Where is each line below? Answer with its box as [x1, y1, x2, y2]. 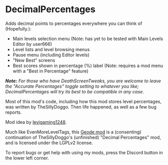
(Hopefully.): [5, 25, 32, 31]
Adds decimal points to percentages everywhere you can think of [5, 20, 143, 26]
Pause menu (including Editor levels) [12, 52, 90, 58]
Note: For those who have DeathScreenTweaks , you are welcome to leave [5, 78, 161, 84]
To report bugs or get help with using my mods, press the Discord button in [5, 149, 163, 155]
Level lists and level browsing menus [12, 46, 90, 52]
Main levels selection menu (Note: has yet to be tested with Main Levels [12, 36, 163, 42]
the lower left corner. [5, 155, 49, 161]
